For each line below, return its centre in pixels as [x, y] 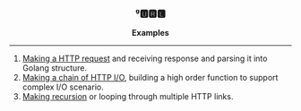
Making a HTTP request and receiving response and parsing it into [145, 59]
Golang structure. [55, 68]
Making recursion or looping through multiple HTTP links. [128, 97]
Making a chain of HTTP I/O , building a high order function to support [150, 78]
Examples [150, 33]
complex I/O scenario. [63, 87]
